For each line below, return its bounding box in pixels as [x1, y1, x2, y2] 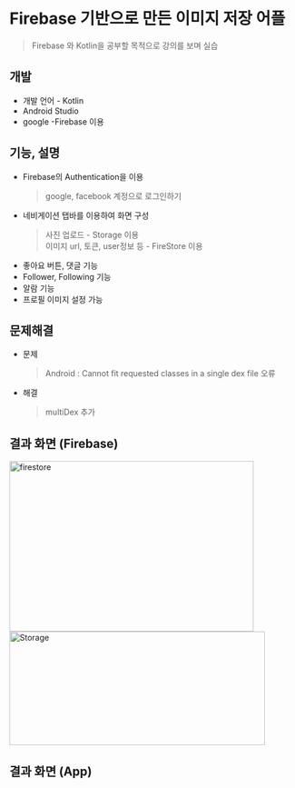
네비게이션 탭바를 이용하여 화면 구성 [22, 210, 150, 221]
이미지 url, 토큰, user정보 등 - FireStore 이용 [44, 240, 203, 251]
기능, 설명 [9, 145, 61, 161]
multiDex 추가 [44, 406, 95, 418]
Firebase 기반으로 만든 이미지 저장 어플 [9, 8, 286, 29]
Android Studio [22, 105, 79, 116]
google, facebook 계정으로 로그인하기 [44, 190, 182, 201]
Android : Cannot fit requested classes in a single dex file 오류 [44, 368, 276, 379]
